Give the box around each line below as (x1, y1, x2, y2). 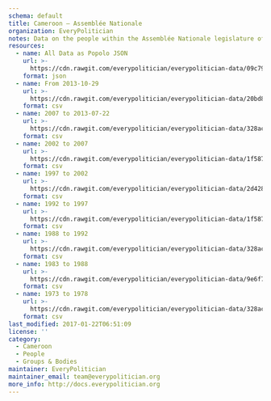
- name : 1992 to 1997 (15, 200, 89, 208)
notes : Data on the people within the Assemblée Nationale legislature (8, 34, 254, 43)
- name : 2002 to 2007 (15, 139, 89, 148)
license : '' (8, 327, 48, 336)
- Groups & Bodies (15, 357, 78, 366)
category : (8, 335, 42, 344)
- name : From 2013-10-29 (15, 79, 99, 87)
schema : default (8, 11, 63, 20)
